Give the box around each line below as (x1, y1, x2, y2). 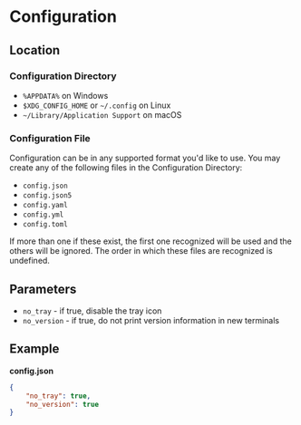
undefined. (9, 256, 50, 266)
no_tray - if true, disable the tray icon (22, 305, 162, 316)
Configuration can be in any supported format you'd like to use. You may (9, 152, 281, 164)
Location (9, 43, 61, 58)
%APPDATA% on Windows (22, 90, 109, 101)
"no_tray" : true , (25, 391, 92, 401)
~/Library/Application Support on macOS (22, 109, 182, 120)
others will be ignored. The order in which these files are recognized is (9, 246, 274, 256)
